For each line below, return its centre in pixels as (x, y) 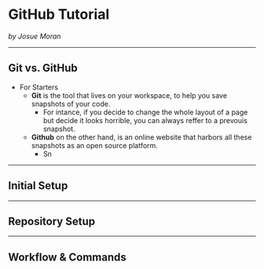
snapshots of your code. (71, 104)
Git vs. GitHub (43, 68)
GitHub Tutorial (59, 15)
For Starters (39, 87)
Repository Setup (52, 221)
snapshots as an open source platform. (95, 145)
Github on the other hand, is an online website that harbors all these (141, 137)
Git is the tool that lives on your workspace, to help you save (129, 95)
